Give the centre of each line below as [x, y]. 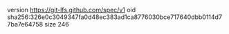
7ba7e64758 [25, 24]
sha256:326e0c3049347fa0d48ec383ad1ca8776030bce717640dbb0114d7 [115, 17]
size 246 [57, 24]
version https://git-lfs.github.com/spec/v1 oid [72, 10]
